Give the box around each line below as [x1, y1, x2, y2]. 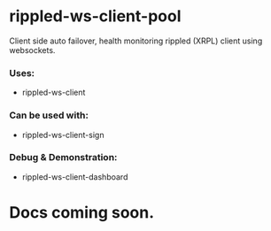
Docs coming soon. [9, 203, 155, 223]
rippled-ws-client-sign [21, 129, 105, 140]
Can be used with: [9, 109, 89, 121]
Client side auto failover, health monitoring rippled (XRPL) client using [9, 35, 263, 46]
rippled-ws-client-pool [9, 6, 182, 27]
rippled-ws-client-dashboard [21, 171, 128, 182]
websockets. [9, 44, 56, 55]
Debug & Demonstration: [9, 151, 118, 164]
